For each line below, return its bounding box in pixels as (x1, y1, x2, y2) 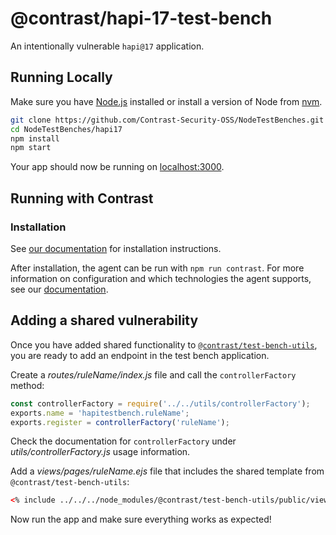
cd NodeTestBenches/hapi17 (10, 124, 123, 134)
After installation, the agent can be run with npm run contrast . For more (10, 262, 305, 274)
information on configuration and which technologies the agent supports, (10, 272, 312, 284)
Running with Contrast (10, 190, 154, 207)
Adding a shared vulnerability (10, 312, 199, 329)
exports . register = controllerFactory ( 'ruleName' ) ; (10, 417, 230, 427)
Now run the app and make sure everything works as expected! (10, 513, 272, 526)
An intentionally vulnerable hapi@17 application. (10, 40, 205, 52)
